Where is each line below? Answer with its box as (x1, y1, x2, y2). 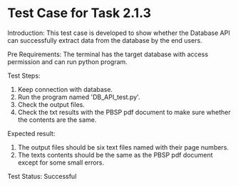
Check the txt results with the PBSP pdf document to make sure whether (17, 108, 231, 116)
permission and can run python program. (7, 57, 128, 66)
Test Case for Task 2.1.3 (7, 5, 152, 21)
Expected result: (7, 129, 56, 138)
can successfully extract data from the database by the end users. (7, 36, 203, 44)
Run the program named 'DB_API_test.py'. (17, 93, 140, 101)
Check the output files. (17, 100, 86, 108)
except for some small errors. (17, 158, 105, 167)
